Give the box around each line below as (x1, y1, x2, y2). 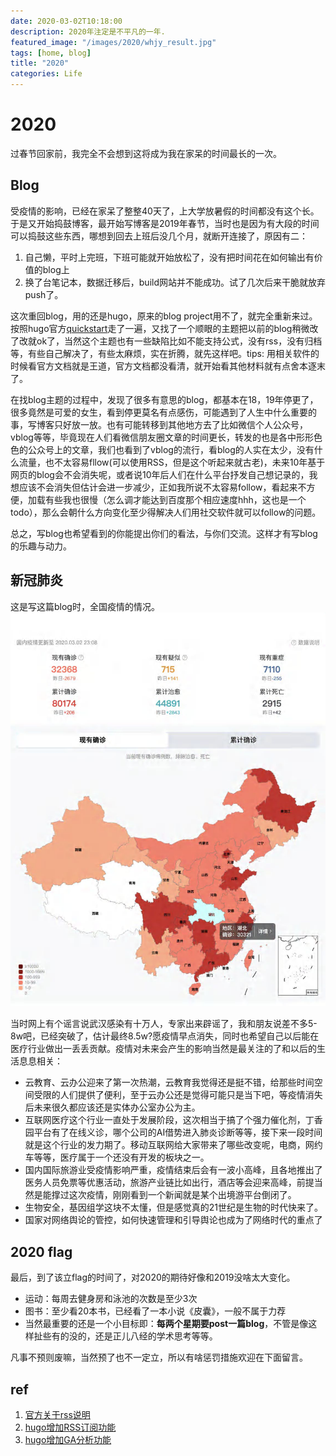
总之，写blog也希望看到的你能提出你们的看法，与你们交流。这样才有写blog (10, 527, 318, 539)
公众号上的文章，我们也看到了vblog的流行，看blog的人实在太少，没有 (27, 443, 315, 455)
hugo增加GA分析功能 (24, 1434, 112, 1446)
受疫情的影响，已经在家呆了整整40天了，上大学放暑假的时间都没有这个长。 (10, 205, 320, 217)
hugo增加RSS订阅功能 (24, 1421, 117, 1434)
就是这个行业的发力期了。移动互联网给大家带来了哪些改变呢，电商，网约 (24, 1139, 323, 1151)
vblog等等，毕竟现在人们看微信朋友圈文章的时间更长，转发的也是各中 (10, 431, 297, 443)
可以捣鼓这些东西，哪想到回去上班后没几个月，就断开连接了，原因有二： (10, 230, 308, 242)
